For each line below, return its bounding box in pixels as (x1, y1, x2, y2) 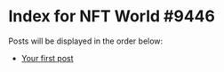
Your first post (20, 52, 74, 63)
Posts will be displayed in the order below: (8, 36, 164, 46)
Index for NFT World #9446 (8, 6, 215, 27)
